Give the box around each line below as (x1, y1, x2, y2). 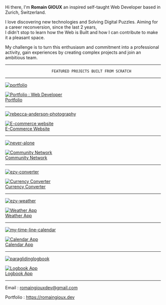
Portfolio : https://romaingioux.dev (5, 294, 75, 300)
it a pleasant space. (5, 34, 45, 40)
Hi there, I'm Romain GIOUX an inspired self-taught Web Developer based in (5, 4, 161, 10)
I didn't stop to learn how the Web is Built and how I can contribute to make (5, 30, 158, 35)
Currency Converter (5, 184, 46, 189)
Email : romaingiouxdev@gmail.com (5, 285, 78, 290)
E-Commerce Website (5, 126, 50, 132)
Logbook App (5, 271, 33, 276)
